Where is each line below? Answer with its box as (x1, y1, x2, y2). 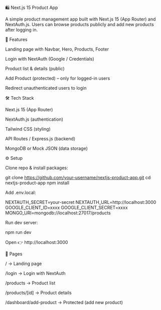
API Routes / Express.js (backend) (5, 136, 76, 142)
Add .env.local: (5, 190, 36, 195)
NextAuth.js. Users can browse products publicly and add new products (5, 22, 154, 27)
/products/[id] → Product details (5, 290, 72, 295)
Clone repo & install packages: (5, 165, 69, 171)
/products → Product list (5, 280, 56, 286)
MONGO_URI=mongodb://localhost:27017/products (5, 210, 111, 216)
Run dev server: (5, 220, 38, 225)
